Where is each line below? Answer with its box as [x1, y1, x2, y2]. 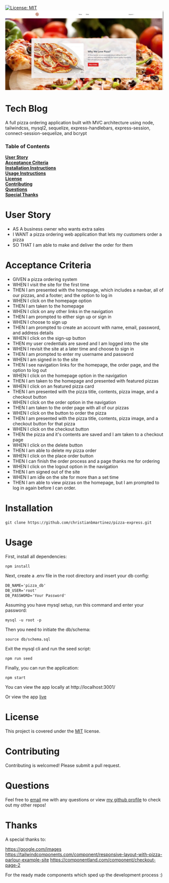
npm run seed [5, 656, 33, 661]
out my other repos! [5, 802, 46, 808]
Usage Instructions [5, 170, 46, 176]
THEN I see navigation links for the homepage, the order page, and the [12, 362, 159, 368]
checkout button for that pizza [12, 421, 75, 427]
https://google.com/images [5, 846, 62, 852]
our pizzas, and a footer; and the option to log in [12, 292, 113, 299]
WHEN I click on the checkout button [12, 426, 90, 432]
